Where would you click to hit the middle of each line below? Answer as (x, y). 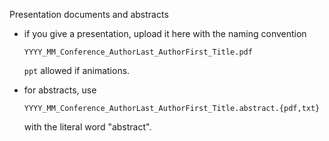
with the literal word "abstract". (87, 127)
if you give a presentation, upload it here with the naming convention (165, 33)
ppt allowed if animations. (77, 70)
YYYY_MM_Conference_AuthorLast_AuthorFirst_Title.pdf (138, 52)
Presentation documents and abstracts (89, 14)
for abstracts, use (60, 90)
